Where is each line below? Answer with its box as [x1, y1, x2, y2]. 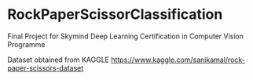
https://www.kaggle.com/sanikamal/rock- [110, 55, 245, 64]
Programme [7, 39, 46, 49]
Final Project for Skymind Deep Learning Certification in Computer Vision [7, 31, 244, 41]
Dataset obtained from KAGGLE [7, 55, 109, 64]
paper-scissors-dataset [7, 63, 84, 72]
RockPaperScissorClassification [7, 5, 223, 24]
